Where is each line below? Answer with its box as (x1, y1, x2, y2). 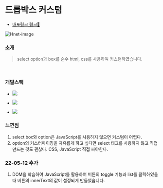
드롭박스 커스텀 (5, 4, 62, 16)
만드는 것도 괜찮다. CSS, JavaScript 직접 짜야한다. (12, 146, 109, 152)
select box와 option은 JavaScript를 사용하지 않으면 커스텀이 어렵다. (12, 134, 143, 140)
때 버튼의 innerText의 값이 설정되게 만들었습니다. (12, 178, 105, 184)
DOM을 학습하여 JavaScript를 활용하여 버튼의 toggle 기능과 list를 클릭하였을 (12, 171, 158, 177)
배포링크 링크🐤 (12, 21, 40, 27)
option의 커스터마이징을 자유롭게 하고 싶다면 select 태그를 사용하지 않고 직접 (12, 140, 158, 146)
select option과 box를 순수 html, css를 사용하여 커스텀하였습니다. (17, 56, 143, 62)
